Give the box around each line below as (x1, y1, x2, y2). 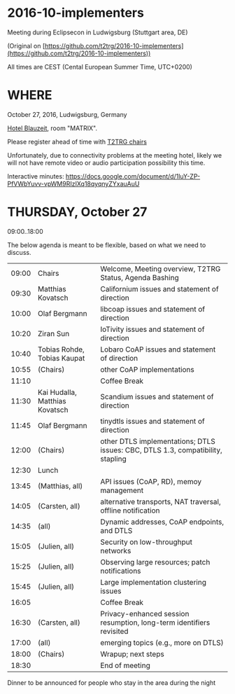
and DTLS (100, 525, 133, 535)
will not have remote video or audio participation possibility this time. (7, 158, 206, 167)
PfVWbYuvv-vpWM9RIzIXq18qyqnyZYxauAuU (7, 179, 140, 188)
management (100, 485, 144, 495)
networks (100, 546, 131, 555)
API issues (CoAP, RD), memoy (100, 476, 201, 486)
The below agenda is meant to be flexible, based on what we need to (7, 240, 206, 249)
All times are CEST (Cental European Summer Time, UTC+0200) (7, 62, 192, 71)
